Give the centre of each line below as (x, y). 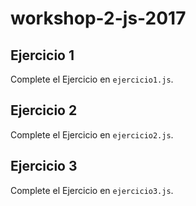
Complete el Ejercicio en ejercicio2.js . (92, 134)
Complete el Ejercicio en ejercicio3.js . (92, 190)
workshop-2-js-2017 (98, 18)
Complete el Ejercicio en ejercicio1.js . (92, 79)
